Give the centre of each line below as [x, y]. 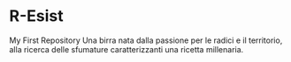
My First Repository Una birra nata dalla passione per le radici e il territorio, [146, 40]
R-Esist [36, 16]
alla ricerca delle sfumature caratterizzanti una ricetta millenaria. [126, 49]
